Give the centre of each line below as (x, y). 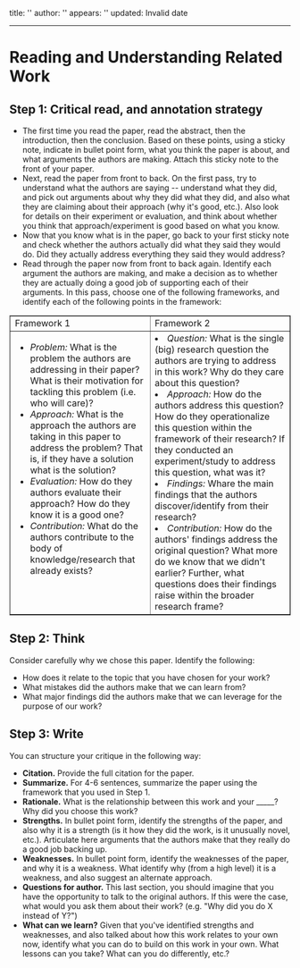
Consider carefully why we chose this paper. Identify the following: (132, 660)
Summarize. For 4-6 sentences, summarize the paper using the (140, 782)
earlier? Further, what (200, 573)
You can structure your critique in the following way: (105, 755)
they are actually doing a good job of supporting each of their (135, 282)
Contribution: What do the (84, 526)
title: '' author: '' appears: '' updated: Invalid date (99, 13)
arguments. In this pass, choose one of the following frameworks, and (150, 292)
